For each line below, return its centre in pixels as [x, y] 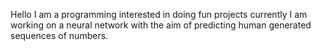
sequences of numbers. [59, 35]
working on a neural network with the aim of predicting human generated [161, 25]
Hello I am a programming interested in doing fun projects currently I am [159, 14]
